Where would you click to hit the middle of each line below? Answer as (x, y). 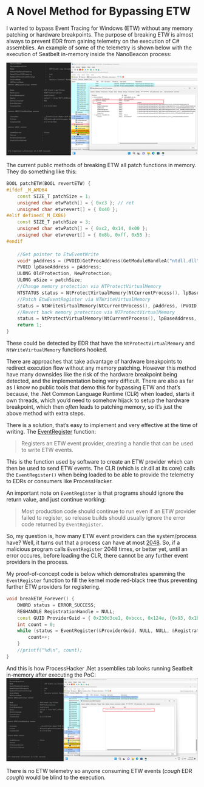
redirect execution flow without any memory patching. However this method (101, 368)
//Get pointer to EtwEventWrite (58, 254)
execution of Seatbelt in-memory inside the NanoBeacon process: (89, 54)
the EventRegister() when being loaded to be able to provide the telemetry (100, 475)
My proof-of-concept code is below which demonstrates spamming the (96, 574)
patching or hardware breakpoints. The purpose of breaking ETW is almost (100, 34)
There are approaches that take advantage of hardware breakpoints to (94, 362)
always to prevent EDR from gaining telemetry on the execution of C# (93, 41)
